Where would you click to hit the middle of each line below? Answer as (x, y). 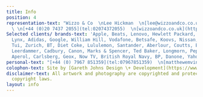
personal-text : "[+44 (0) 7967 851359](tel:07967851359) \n (85, 62)
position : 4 (21, 17)
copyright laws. (32, 79)
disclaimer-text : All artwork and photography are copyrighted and (93, 74)
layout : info (23, 85)
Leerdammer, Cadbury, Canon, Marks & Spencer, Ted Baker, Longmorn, (100, 51)
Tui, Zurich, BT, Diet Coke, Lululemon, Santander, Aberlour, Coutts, (102, 46)
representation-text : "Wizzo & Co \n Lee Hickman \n (76, 23)
